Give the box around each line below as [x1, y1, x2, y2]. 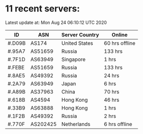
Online [112, 31, 128, 38]
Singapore [61, 56, 86, 63]
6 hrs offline [104, 121, 133, 128]
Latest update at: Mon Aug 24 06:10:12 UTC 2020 [5, 19, 107, 25]
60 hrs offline [104, 39, 136, 46]
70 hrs [104, 88, 120, 95]
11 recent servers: [5, 3, 80, 14]
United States [61, 39, 93, 46]
